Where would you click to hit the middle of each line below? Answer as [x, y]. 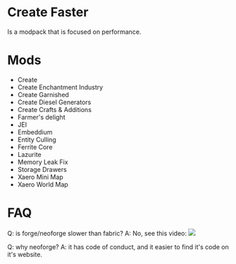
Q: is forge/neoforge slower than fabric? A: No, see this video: [97, 233]
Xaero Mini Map [40, 177]
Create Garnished [43, 94]
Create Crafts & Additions [54, 109]
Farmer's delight [41, 117]
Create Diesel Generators [54, 102]
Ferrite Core [35, 147]
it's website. [25, 254]
